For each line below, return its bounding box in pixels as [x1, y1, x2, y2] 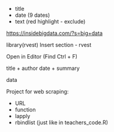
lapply [14, 113, 31, 119]
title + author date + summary [6, 64, 80, 72]
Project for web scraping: [6, 88, 69, 95]
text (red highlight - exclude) [14, 18, 86, 25]
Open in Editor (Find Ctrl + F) [6, 53, 78, 60]
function [14, 106, 36, 113]
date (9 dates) [14, 11, 50, 19]
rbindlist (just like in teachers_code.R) [14, 119, 109, 126]
